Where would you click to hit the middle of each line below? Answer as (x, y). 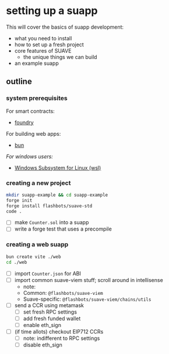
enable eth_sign (42, 325)
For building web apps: (34, 133)
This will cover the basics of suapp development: (65, 27)
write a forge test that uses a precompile (63, 229)
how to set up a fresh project (49, 44)
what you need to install (43, 38)
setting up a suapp (52, 11)
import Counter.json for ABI (48, 273)
